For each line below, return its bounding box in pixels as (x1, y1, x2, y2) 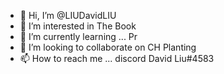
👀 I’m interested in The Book (19, 20, 137, 32)
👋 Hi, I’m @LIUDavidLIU (19, 10, 117, 21)
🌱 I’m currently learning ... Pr (19, 31, 138, 42)
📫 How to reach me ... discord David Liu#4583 (19, 53, 215, 64)
